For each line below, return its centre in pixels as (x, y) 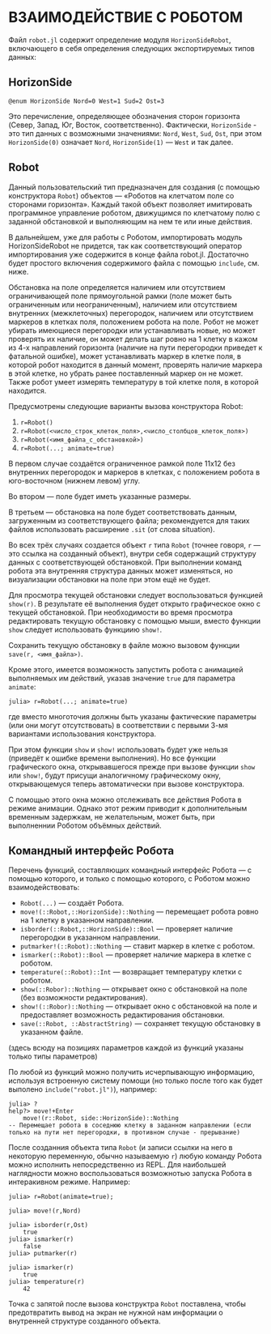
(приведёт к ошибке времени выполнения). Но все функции (112, 758)
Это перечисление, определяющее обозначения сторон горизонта (124, 116)
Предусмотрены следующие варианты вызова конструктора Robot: (126, 406)
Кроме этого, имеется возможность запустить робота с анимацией (126, 669)
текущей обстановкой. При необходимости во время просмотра (121, 612)
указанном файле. (51, 1032)
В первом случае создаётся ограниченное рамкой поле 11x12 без (122, 463)
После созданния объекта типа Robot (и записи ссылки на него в (121, 1148)
